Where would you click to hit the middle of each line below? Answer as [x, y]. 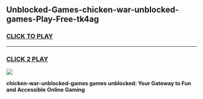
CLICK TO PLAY [30, 37]
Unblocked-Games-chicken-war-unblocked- [93, 10]
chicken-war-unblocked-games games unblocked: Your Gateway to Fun [99, 83]
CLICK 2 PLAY [27, 59]
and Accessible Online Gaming [46, 89]
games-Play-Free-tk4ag [53, 19]
